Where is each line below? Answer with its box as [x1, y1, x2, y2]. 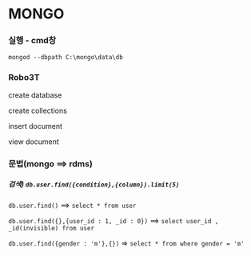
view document [8, 137, 60, 146]
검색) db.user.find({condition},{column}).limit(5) [8, 179, 180, 189]
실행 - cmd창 [8, 35, 57, 46]
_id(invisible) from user [8, 224, 94, 232]
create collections [8, 106, 68, 115]
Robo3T [8, 72, 40, 83]
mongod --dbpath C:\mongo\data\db [8, 54, 124, 62]
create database [8, 90, 62, 100]
